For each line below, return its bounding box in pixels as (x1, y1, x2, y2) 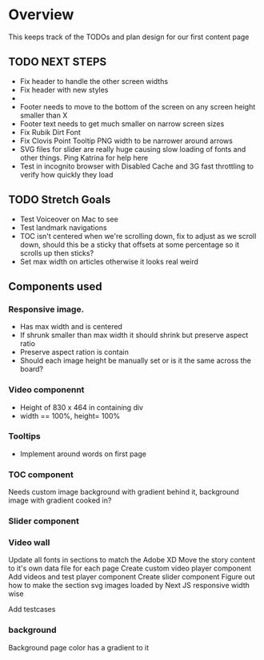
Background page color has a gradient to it (8, 642, 150, 652)
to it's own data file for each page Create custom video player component (8, 563, 252, 573)
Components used (8, 280, 102, 293)
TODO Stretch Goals (8, 193, 111, 207)
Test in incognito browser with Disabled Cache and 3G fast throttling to (19, 161, 254, 171)
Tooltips (8, 431, 42, 442)
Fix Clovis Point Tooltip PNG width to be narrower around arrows (19, 136, 234, 145)
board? (19, 364, 44, 374)
